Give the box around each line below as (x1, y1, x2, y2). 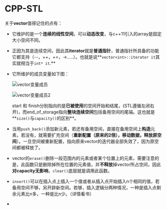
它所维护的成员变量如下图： (11, 70, 69, 76)
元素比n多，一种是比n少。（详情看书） (16, 190, 94, 196)
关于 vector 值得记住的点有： (4, 20, 62, 26)
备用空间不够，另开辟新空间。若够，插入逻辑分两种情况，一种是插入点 (11, 184, 157, 190)
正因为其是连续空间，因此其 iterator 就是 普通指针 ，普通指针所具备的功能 (11, 47, 159, 53)
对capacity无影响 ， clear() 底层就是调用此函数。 (11, 167, 112, 173)
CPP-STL (4, 3, 43, 14)
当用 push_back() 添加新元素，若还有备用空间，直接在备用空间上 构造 (11, 125, 151, 131)
